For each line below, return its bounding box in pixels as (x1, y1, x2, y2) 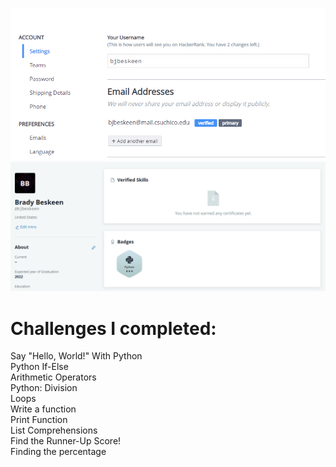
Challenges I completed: (10, 317, 217, 340)
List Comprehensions (10, 424, 98, 437)
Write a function (10, 403, 77, 415)
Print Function (10, 414, 68, 426)
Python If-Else (10, 361, 69, 373)
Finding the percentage (10, 446, 107, 458)
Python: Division (10, 382, 78, 394)
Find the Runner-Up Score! (10, 435, 122, 447)
